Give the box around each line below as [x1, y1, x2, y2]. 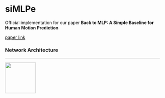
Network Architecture [5, 47, 58, 53]
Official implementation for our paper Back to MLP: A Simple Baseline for [5, 20, 154, 25]
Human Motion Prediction [5, 24, 59, 30]
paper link [5, 34, 26, 40]
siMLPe [5, 3, 36, 15]
